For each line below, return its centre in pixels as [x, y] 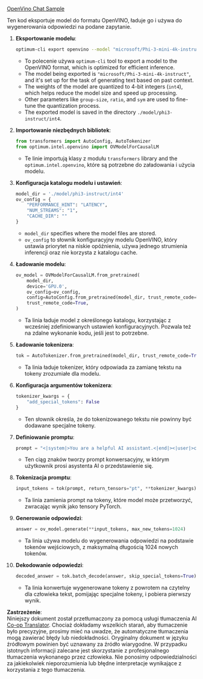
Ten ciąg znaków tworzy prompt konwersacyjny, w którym [97, 459]
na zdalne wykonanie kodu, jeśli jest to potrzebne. [87, 333]
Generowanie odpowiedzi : [49, 518]
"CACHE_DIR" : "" [47, 216]
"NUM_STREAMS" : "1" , [52, 211]
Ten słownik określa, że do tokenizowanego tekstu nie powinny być [108, 419]
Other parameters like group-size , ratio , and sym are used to [100, 99]
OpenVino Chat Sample [36, 9]
